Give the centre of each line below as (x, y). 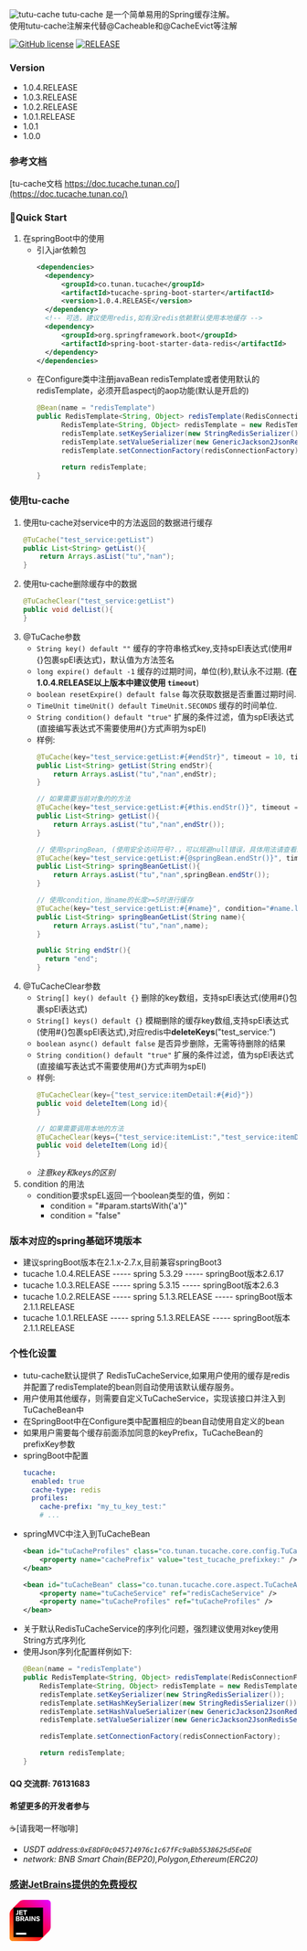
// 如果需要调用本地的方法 (80, 1129)
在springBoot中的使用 (64, 238)
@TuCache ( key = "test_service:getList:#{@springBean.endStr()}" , (159, 858)
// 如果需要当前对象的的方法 (83, 799)
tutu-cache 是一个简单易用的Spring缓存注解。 (148, 14)
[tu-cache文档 (36, 183)
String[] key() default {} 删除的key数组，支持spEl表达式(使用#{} (163, 998)
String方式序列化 (54, 1640)
